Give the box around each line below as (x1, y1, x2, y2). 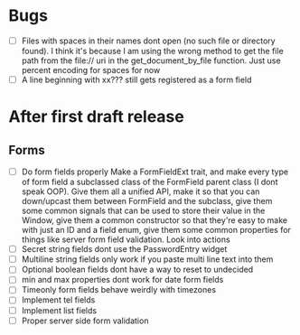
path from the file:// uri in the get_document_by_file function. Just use (21, 55, 281, 66)
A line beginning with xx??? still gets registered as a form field (21, 74, 252, 85)
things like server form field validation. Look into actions (21, 234, 231, 245)
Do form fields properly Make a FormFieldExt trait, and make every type (21, 166, 289, 177)
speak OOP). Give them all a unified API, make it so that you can (21, 186, 260, 197)
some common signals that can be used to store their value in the (21, 205, 266, 217)
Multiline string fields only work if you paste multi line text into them (21, 254, 274, 265)
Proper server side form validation (21, 315, 149, 326)
